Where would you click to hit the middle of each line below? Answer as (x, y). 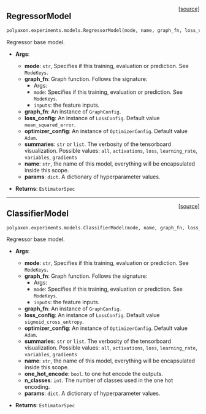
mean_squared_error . (50, 125)
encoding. (37, 387)
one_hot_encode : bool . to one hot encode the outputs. (94, 374)
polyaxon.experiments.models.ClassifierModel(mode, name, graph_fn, (96, 228)
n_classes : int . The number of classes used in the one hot (99, 380)
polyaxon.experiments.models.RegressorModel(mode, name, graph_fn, (94, 30)
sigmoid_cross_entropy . (54, 322)
